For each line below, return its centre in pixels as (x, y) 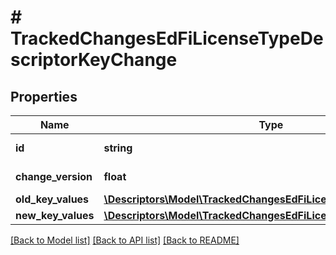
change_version (54, 176)
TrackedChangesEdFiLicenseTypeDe (167, 38)
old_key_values (52, 199)
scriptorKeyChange (94, 60)
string (118, 148)
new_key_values (55, 215)
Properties (44, 96)
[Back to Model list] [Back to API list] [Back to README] (125, 240)
